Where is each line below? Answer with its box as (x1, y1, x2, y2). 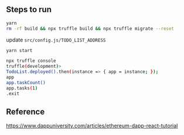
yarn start (6, 47, 33, 53)
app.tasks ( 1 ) (6, 85, 38, 91)
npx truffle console (6, 58, 57, 64)
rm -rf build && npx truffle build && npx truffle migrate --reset (6, 26, 175, 32)
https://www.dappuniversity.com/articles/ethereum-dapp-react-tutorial (6, 122, 178, 129)
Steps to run (6, 5, 52, 15)
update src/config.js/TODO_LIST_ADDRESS (6, 36, 106, 43)
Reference (6, 106, 45, 116)
